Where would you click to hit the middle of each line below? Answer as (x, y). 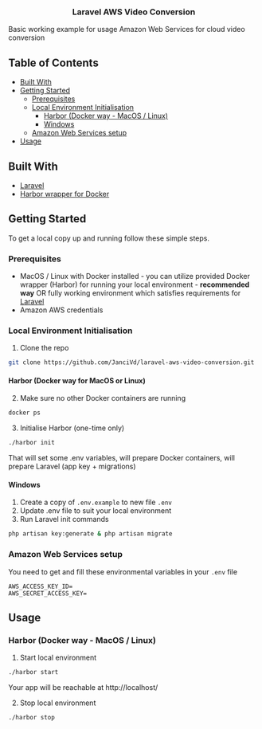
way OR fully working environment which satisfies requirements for (130, 293)
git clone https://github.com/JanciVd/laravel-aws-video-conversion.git (131, 363)
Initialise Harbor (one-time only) (72, 428)
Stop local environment (58, 703)
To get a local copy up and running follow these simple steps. (109, 238)
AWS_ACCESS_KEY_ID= (41, 586)
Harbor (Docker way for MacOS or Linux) (77, 380)
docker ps (25, 413)
